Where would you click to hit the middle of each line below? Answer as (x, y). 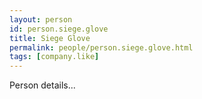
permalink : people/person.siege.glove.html (101, 47)
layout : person (41, 19)
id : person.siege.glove (59, 29)
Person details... (42, 85)
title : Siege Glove (50, 38)
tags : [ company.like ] (54, 57)
